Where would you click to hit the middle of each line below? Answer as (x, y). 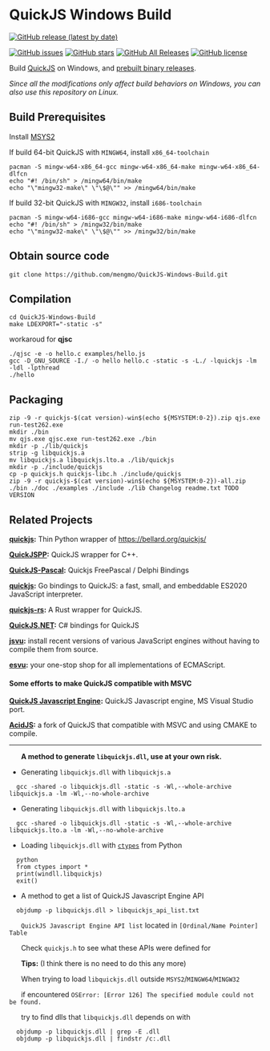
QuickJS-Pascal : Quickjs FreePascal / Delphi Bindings (99, 570)
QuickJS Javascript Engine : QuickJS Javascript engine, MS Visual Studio (131, 701)
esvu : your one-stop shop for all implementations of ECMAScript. (117, 665)
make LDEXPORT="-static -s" (56, 325)
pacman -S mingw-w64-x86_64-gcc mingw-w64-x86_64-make (103, 167)
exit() (27, 881)
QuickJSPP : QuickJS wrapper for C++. (74, 554)
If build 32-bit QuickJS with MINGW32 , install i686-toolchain (106, 203)
